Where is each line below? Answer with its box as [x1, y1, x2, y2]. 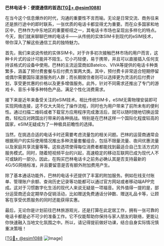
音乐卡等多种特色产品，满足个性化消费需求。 [18, 86, 108, 92]
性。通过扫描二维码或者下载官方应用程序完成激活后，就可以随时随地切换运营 [5, 109, 159, 115]
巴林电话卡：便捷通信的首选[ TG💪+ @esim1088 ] [5, 5, 102, 10]
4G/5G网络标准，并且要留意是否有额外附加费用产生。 [5, 162, 113, 168]
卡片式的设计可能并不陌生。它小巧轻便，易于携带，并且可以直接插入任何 [9, 56, 155, 61]
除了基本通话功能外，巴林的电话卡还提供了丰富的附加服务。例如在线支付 [5, 173, 150, 178]
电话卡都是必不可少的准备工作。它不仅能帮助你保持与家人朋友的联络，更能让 [5, 213, 159, 219]
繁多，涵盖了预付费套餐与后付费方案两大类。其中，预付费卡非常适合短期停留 [5, 68, 159, 74]
